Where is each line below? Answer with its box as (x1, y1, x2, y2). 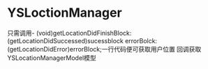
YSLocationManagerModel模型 (7, 54, 96, 62)
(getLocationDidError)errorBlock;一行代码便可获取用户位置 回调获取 (7, 45, 202, 53)
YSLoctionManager (7, 5, 122, 21)
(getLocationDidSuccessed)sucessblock (7, 36, 124, 45)
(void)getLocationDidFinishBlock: (36, 29, 132, 37)
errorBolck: (124, 36, 158, 45)
